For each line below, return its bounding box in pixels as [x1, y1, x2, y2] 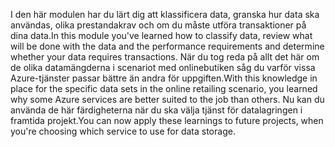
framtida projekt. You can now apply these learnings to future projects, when [10, 115, 324, 126]
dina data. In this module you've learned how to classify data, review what [10, 30, 313, 41]
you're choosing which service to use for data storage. [10, 125, 236, 137]
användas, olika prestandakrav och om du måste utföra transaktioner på [10, 19, 307, 31]
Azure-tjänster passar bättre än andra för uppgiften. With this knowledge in [10, 72, 318, 84]
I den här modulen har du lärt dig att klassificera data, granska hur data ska [10, 9, 320, 20]
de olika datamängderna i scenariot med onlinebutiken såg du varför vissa [10, 62, 316, 73]
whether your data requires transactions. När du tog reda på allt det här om [10, 51, 320, 63]
